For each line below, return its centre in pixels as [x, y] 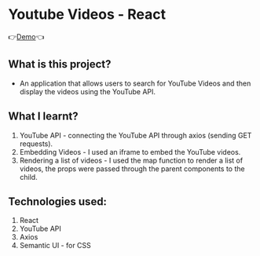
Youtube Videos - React [87, 15]
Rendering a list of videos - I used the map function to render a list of [131, 160]
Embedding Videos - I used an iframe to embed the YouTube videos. [130, 152]
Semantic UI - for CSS [55, 246]
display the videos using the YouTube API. [87, 91]
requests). [36, 144]
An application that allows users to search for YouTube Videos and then [135, 83]
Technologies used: [58, 201]
